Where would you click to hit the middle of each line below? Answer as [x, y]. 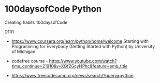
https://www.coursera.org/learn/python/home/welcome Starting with [80, 41]
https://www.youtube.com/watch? [83, 61]
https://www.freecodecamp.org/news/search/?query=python [73, 75]
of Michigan [23, 51]
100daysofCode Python [53, 9]
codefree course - [30, 61]
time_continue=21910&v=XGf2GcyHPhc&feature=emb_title [69, 66]
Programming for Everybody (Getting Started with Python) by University [83, 46]
